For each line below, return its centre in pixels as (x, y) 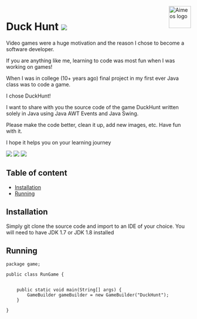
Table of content (37, 173)
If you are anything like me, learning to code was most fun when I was (91, 61)
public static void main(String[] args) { (69, 290)
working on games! (29, 66)
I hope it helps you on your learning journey (59, 142)
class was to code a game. (38, 84)
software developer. (30, 49)
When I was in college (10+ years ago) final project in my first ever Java (92, 78)
